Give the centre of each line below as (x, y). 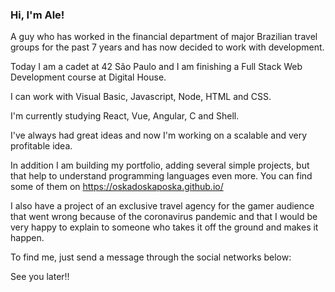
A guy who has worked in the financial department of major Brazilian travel (164, 37)
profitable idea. (41, 146)
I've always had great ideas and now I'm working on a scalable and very (159, 135)
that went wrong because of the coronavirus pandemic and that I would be (164, 217)
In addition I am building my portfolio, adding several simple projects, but (160, 165)
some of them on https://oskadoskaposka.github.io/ (117, 187)
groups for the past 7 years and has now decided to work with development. (167, 47)
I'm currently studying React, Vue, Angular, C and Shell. (125, 116)
